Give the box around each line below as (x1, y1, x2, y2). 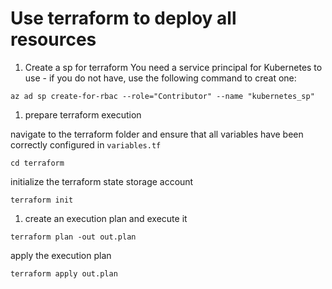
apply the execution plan (10, 249, 112, 261)
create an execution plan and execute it (24, 212, 188, 224)
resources (10, 28, 97, 51)
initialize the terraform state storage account (10, 175, 194, 187)
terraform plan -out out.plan (10, 232, 137, 242)
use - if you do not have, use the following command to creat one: (24, 72, 297, 84)
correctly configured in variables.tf (10, 138, 162, 151)
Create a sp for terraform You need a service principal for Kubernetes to (24, 61, 323, 73)
